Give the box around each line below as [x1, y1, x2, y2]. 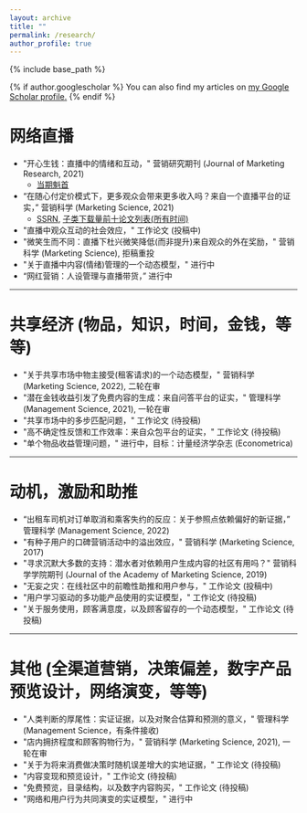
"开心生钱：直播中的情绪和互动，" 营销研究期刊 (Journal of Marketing [22, 158, 285, 169]
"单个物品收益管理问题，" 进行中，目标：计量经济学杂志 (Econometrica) [22, 438, 294, 449]
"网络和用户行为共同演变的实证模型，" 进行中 [22, 794, 194, 804]
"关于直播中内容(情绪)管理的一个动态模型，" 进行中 [22, 259, 215, 270]
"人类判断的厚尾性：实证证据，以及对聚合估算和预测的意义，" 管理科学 [22, 713, 290, 724]
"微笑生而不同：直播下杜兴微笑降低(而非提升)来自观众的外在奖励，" [22, 237, 277, 248]
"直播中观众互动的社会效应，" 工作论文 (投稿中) [22, 225, 201, 236]
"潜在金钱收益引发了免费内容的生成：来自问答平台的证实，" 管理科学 [22, 392, 281, 403]
